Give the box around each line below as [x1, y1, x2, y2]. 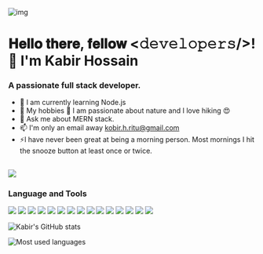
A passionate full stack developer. [8, 80, 141, 91]
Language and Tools [8, 188, 88, 199]
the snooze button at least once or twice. [19, 146, 153, 156]
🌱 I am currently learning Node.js [19, 98, 126, 107]
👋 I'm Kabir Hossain [8, 52, 139, 70]
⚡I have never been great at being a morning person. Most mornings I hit [19, 135, 255, 144]
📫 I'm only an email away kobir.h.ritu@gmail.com [19, 123, 180, 132]
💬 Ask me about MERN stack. [19, 114, 115, 124]
